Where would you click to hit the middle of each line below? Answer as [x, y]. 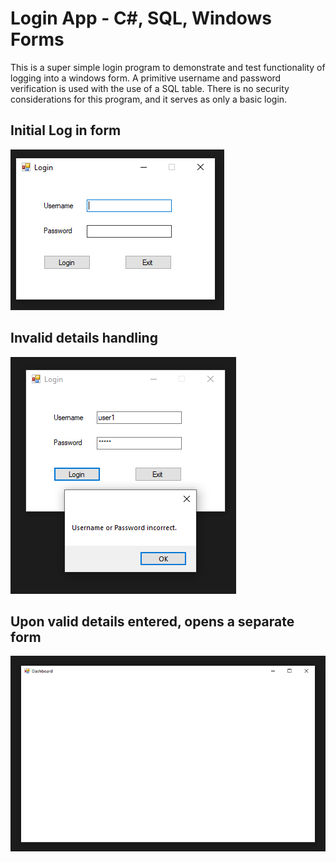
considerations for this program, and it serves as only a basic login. [149, 99]
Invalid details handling [84, 338]
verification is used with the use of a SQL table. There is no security [150, 88]
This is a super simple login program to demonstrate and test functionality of [168, 67]
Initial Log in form [66, 130]
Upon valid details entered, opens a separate [152, 621]
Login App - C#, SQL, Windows [141, 18]
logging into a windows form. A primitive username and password [146, 78]
